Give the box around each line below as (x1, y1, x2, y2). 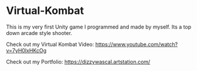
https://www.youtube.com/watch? (95, 41, 178, 48)
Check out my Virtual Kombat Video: (6, 41, 94, 48)
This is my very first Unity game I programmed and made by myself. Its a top (6, 23, 192, 30)
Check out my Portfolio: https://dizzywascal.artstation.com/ (6, 58, 151, 65)
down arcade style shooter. (6, 29, 72, 36)
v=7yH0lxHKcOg (6, 47, 47, 54)
